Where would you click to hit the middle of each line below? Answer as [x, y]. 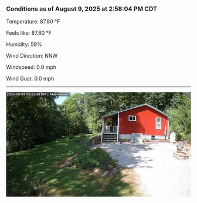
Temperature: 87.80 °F [33, 22]
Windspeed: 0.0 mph [31, 67]
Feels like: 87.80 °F [29, 33]
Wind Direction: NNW [32, 56]
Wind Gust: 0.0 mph [30, 79]
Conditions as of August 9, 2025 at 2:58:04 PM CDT [81, 9]
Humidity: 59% [24, 44]
